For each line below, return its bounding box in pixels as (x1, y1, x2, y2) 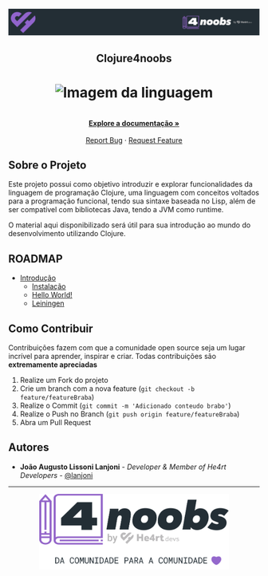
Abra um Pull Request (19, 417, 92, 427)
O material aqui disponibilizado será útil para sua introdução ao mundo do (8, 220, 251, 230)
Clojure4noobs (96, 51, 172, 65)
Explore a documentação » (89, 118, 179, 128)
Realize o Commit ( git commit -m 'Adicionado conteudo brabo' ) (19, 400, 231, 410)
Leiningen (31, 298, 65, 308)
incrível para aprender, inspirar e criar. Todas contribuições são (8, 351, 217, 361)
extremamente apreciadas (8, 360, 98, 369)
